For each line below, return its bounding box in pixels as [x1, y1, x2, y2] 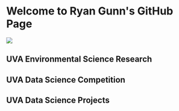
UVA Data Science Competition [6, 74, 125, 85]
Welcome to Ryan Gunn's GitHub [6, 4, 174, 18]
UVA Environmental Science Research [6, 54, 152, 65]
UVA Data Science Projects [6, 95, 110, 106]
